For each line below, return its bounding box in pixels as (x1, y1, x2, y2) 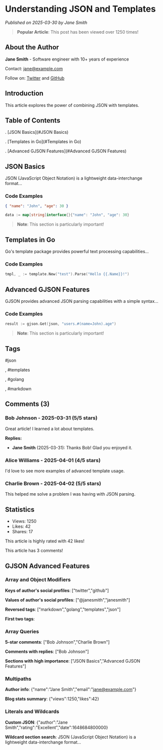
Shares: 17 (12, 529, 33, 535)
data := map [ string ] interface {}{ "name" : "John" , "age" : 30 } (5, 212, 130, 218)
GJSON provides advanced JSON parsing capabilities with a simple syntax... (5, 298, 159, 304)
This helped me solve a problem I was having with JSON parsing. (5, 491, 136, 497)
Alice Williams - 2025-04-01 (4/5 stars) (5, 457, 101, 463)
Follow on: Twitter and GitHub (5, 75, 65, 81)
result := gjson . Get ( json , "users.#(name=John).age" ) (5, 321, 117, 327)
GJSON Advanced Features (5, 562, 90, 570)
